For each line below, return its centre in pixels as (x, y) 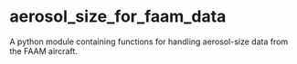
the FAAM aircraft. (43, 50)
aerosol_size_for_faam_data (118, 17)
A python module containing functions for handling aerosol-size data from (149, 41)
